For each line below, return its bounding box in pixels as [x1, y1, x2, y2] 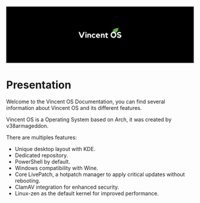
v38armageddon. [6, 122, 49, 130]
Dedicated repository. [14, 152, 68, 159]
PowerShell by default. [14, 158, 70, 165]
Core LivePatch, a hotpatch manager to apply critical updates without [14, 171, 185, 178]
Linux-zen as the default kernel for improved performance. [14, 190, 159, 197]
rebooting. [14, 177, 40, 184]
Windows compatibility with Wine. [14, 165, 98, 172]
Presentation [6, 78, 71, 92]
